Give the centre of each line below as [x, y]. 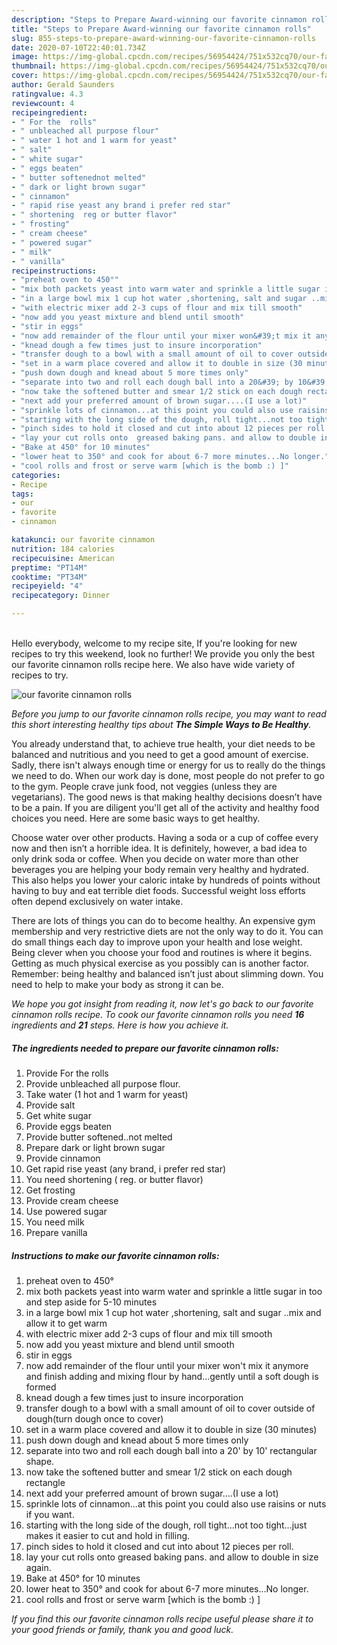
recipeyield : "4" [47, 586]
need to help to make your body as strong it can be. [117, 984]
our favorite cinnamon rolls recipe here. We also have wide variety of [153, 664]
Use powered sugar [66, 1211]
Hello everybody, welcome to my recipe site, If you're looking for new [154, 643]
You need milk [55, 1222]
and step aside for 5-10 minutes [91, 1302]
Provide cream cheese [72, 1200]
